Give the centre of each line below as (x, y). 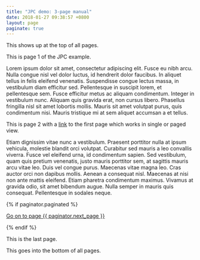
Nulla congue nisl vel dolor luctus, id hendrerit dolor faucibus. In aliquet (94, 75)
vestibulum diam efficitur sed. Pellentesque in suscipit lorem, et (84, 88)
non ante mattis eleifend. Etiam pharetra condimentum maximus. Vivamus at (100, 180)
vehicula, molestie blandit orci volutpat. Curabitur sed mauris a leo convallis (99, 148)
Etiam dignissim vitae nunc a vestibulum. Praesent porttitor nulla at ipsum (96, 142)
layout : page (22, 23)
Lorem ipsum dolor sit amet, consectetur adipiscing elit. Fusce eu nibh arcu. (99, 69)
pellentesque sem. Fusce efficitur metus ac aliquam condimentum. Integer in (100, 94)
